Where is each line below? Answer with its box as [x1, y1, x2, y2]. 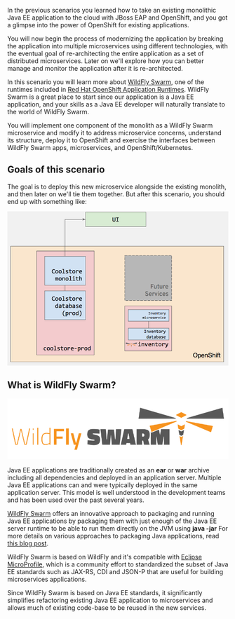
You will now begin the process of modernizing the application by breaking [7, 34, 224, 43]
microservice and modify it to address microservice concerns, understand [7, 129, 222, 137]
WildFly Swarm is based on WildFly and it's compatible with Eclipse [7, 553, 202, 562]
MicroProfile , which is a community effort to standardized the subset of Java [7, 560, 229, 569]
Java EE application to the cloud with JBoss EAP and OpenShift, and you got [7, 13, 228, 22]
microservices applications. [7, 575, 87, 584]
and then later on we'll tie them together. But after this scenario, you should [7, 189, 225, 198]
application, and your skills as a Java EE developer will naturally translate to [7, 100, 226, 108]
